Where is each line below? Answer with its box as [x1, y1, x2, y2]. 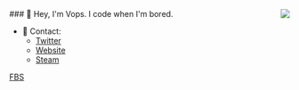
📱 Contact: [21, 26, 61, 37]
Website [35, 45, 66, 55]
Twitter [35, 36, 62, 45]
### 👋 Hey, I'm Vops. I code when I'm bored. [9, 9, 174, 19]
